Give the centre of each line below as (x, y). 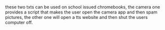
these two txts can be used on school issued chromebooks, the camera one (82, 7)
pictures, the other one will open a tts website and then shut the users (76, 17)
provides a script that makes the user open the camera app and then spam (81, 12)
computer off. (19, 22)
